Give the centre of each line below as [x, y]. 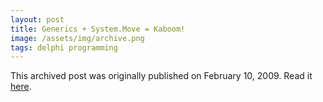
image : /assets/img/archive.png [77, 38]
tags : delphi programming [64, 47]
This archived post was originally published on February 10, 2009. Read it [161, 76]
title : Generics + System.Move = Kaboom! [98, 29]
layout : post [37, 19]
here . [21, 87]
